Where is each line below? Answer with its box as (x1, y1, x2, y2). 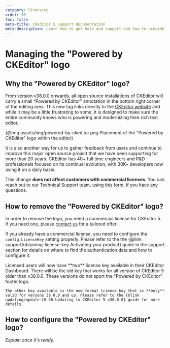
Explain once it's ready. (5, 337, 55, 343)
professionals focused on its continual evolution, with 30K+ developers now (5, 161, 163, 167)
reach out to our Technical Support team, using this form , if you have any (5, 182, 158, 188)
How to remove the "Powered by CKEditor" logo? (5, 202, 163, 211)
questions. (5, 187, 27, 193)
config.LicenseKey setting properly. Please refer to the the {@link (5, 236, 142, 242)
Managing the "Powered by (5, 48, 123, 60)
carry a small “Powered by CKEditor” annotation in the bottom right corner (5, 98, 161, 104)
